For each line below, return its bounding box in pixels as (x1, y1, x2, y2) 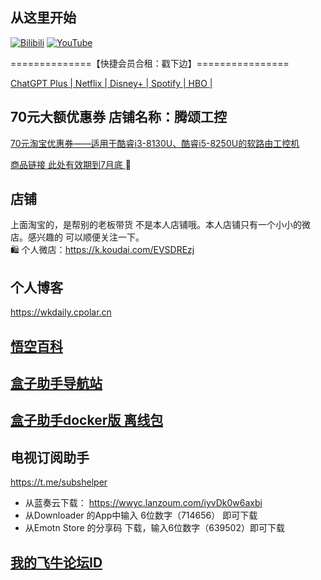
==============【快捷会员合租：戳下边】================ (10, 57, 290, 69)
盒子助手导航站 (10, 375, 103, 392)
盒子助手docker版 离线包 (10, 412, 164, 429)
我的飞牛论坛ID (10, 554, 103, 571)
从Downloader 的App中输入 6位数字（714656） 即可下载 (24, 509, 258, 522)
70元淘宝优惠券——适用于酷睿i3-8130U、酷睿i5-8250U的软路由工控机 (10, 137, 300, 149)
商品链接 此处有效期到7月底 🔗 (10, 158, 132, 170)
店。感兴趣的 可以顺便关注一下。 (10, 231, 145, 243)
